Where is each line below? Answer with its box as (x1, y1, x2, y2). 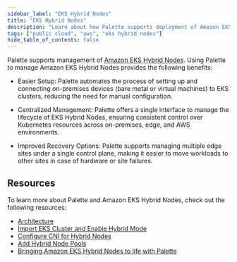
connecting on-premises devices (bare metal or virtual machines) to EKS (17, 85, 229, 93)
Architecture (17, 216, 54, 225)
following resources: (7, 203, 67, 211)
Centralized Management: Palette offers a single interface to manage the (17, 106, 229, 114)
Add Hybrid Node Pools (17, 239, 87, 247)
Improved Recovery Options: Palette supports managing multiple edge (17, 142, 222, 150)
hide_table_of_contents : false (7, 37, 99, 44)
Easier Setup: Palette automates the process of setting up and (17, 77, 198, 85)
